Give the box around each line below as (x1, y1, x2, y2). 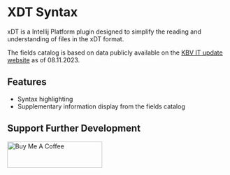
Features (7, 76, 47, 88)
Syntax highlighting (17, 94, 73, 103)
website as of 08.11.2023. (7, 55, 80, 64)
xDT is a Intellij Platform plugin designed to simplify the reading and (7, 27, 201, 36)
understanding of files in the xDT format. (7, 34, 124, 43)
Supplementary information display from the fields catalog (17, 102, 185, 111)
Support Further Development (7, 122, 141, 134)
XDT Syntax (7, 4, 78, 20)
